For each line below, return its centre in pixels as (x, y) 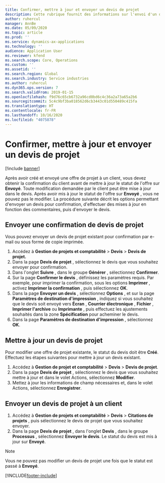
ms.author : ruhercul (26, 83)
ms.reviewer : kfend (25, 56)
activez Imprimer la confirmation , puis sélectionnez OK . (70, 288)
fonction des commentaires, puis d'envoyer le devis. (58, 209)
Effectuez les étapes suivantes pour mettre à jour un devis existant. (73, 358)
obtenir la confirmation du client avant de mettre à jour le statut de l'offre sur (82, 183)
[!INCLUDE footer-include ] (31, 476)
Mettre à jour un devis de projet (54, 340)
